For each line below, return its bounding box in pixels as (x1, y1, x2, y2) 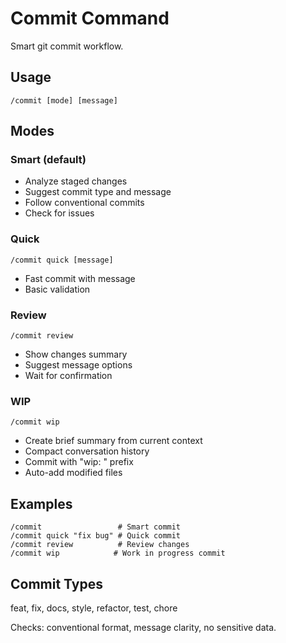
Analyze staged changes (24, 175, 128, 187)
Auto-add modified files (24, 467, 123, 479)
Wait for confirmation (24, 370, 113, 382)
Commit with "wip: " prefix (24, 456, 134, 468)
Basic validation (24, 283, 91, 295)
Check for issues (24, 207, 95, 219)
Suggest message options (24, 359, 133, 371)
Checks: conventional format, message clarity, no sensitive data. (10, 621, 277, 633)
